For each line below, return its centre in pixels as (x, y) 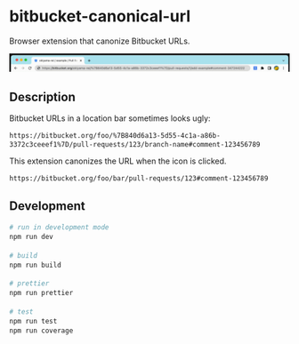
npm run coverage (41, 331)
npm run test (33, 321)
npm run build (36, 265)
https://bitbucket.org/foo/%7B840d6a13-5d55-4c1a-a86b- (115, 136)
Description (42, 96)
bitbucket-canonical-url (100, 16)
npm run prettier (41, 293)
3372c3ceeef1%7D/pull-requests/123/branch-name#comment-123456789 (135, 145)
